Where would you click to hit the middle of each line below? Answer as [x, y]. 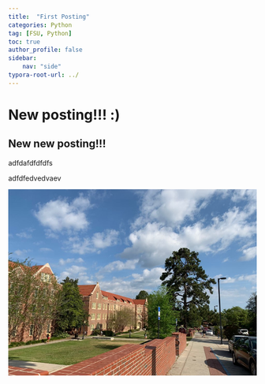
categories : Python [40, 25]
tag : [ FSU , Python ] [40, 33]
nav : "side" [42, 67]
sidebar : [22, 58]
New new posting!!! [57, 144]
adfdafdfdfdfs [30, 162]
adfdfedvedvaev [35, 178]
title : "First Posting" [49, 17]
